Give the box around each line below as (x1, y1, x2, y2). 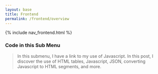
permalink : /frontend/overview (5, 16, 69, 21)
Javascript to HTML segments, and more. (17, 63, 102, 69)
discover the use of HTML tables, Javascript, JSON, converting (17, 58, 146, 64)
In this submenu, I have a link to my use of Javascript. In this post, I (17, 53, 154, 59)
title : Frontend (5, 12, 38, 17)
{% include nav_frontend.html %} (5, 30, 72, 36)
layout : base (5, 7, 32, 12)
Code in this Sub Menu (5, 42, 61, 49)
